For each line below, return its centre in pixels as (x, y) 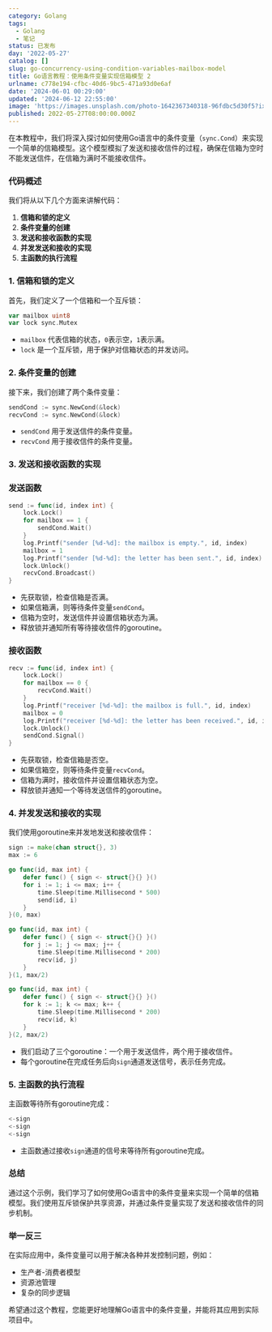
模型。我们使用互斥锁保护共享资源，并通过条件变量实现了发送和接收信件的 (132, 1202)
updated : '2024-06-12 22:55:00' (63, 99)
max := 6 (23, 856)
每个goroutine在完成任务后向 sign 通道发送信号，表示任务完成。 (125, 1061)
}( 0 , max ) (25, 915)
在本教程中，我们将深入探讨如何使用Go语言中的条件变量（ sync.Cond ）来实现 (136, 138)
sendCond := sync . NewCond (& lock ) (65, 407)
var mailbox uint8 (39, 316)
